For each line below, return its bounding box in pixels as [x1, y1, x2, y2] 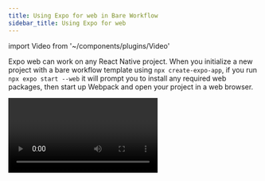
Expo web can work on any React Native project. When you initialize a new [8, 57, 253, 66]
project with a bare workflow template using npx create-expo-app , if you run [8, 65, 257, 74]
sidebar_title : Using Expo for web [8, 19, 127, 27]
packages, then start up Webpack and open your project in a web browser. [8, 81, 254, 92]
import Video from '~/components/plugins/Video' [8, 41, 170, 50]
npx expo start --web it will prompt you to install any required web [8, 73, 227, 83]
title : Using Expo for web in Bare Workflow [8, 11, 158, 20]
